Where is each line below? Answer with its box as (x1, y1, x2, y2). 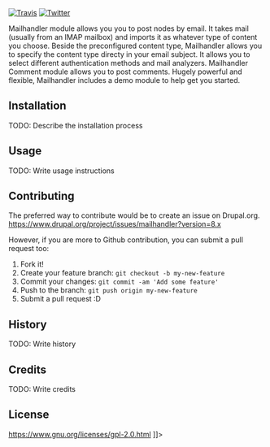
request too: (8, 244, 50, 254)
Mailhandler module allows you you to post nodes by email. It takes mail (8, 24, 250, 33)
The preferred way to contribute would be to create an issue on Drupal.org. (8, 210, 260, 220)
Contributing (8, 189, 75, 203)
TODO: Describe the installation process (8, 120, 143, 130)
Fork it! (20, 259, 45, 269)
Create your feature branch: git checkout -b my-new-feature (20, 268, 225, 278)
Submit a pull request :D (20, 294, 102, 304)
